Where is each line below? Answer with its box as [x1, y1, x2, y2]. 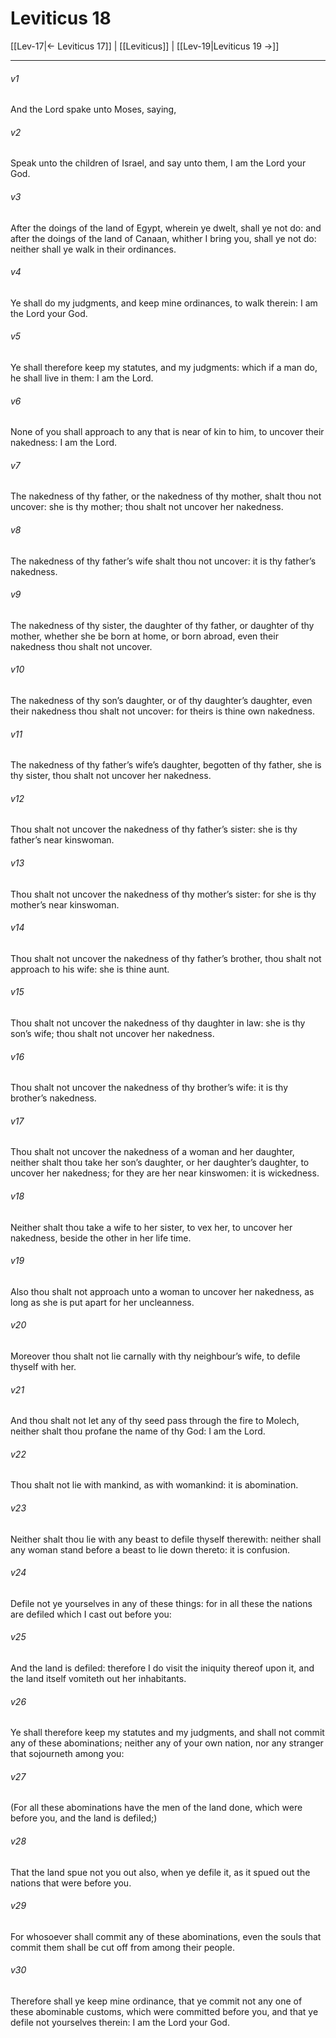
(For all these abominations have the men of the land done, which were [10, 1802, 303, 1814]
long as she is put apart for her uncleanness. [10, 1296, 195, 1308]
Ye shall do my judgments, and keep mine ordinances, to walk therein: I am [10, 297, 318, 309]
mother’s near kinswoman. [10, 898, 120, 911]
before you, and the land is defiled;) [10, 1812, 158, 1824]
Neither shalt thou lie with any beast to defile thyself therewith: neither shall [10, 1533, 322, 1545]
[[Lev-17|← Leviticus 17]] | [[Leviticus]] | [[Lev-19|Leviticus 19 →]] [10, 40, 280, 52]
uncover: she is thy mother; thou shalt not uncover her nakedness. [10, 501, 284, 513]
